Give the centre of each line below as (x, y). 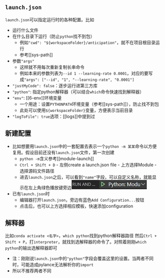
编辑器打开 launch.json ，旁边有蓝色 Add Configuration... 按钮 (82, 200)
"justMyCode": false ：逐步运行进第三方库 (55, 85)
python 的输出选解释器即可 (31, 248)
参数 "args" (23, 61)
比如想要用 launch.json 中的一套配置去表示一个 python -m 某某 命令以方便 (84, 146)
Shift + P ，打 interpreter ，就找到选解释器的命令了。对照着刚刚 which (76, 242)
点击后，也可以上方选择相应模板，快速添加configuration (76, 206)
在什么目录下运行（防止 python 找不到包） (53, 36)
